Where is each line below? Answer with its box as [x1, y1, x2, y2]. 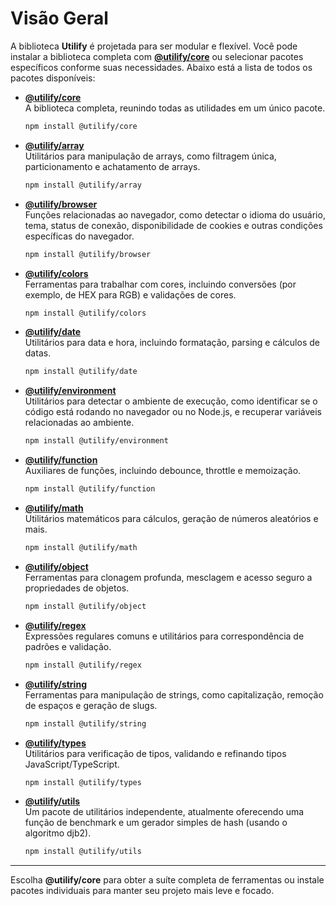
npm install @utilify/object [24, 601, 147, 611]
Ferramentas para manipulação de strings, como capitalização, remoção [24, 688, 324, 701]
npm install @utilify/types [24, 777, 142, 787]
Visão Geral [10, 7, 109, 30]
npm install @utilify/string [24, 718, 147, 729]
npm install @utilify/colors [24, 308, 147, 318]
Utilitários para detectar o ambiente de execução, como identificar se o [24, 395, 318, 407]
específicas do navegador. [24, 230, 135, 242]
